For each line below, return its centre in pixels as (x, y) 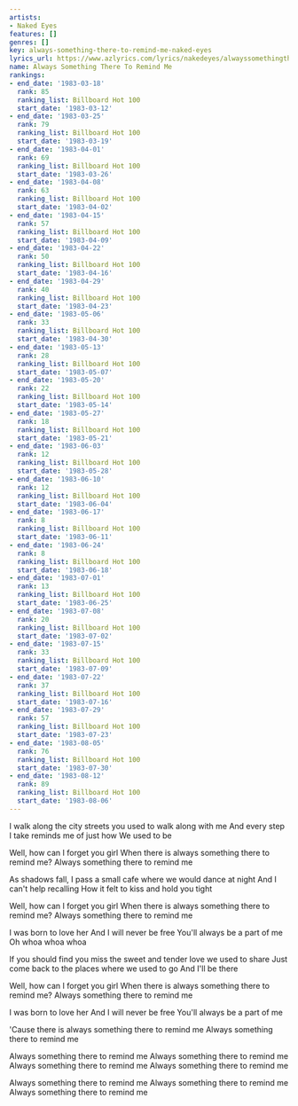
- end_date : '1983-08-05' (57, 743)
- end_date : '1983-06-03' (57, 446)
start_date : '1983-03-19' (65, 141)
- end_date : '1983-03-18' (57, 83)
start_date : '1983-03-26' (65, 174)
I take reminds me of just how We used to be (91, 835)
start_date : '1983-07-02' (65, 636)
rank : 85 (33, 91)
